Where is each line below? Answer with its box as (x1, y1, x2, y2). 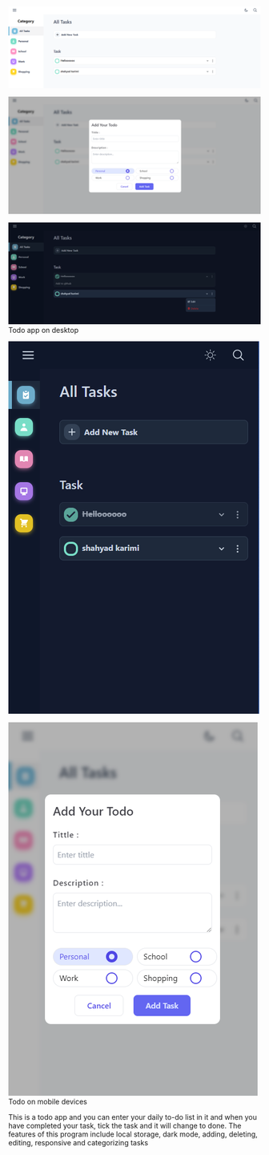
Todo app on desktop (8, 326, 79, 335)
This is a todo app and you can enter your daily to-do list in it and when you (8, 1112, 258, 1122)
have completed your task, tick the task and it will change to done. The (8, 1121, 242, 1131)
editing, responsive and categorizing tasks (8, 1138, 149, 1148)
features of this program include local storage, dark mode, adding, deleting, (8, 1129, 258, 1139)
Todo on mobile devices (8, 1097, 88, 1107)
